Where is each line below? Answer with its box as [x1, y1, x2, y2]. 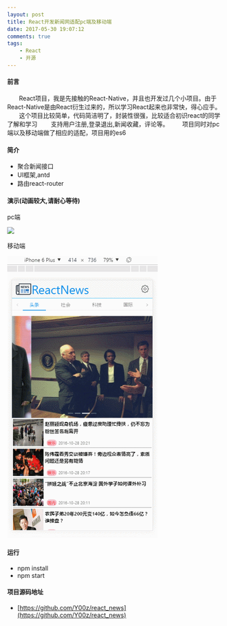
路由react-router [17, 180, 64, 188]
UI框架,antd [17, 171, 50, 179]
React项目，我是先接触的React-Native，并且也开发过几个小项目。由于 [19, 94, 217, 102]
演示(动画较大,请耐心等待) [7, 196, 80, 204]
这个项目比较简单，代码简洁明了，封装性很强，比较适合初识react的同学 [19, 111, 221, 120]
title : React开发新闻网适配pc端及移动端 [7, 18, 112, 25]
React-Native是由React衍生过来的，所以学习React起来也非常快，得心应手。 [7, 103, 221, 111]
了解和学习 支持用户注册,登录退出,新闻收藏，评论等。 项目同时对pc [7, 120, 220, 129]
